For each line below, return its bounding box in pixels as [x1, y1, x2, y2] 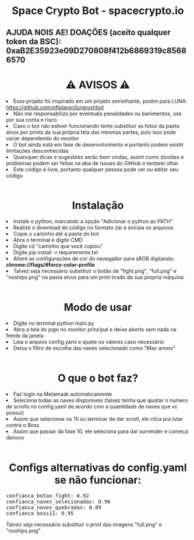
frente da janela [6, 332, 44, 340]
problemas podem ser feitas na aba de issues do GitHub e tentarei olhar [6, 160, 179, 167]
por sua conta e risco [6, 116, 57, 123]
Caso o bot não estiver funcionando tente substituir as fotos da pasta [13, 122, 179, 129]
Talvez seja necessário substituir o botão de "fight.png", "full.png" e [13, 268, 177, 275]
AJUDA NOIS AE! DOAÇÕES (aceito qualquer [6, 27, 171, 37]
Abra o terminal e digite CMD [13, 237, 83, 244]
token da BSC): [6, 36, 62, 46]
